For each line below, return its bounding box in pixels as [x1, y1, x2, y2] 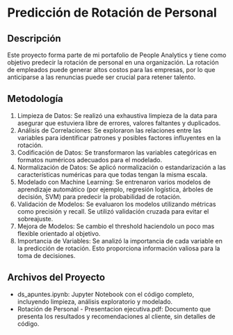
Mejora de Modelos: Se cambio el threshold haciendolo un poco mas [17, 222, 215, 230]
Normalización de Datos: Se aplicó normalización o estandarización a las [17, 163, 226, 171]
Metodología [7, 93, 64, 105]
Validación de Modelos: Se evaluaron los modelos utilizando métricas [17, 200, 216, 208]
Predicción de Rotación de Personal [7, 5, 217, 21]
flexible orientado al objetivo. [17, 229, 101, 237]
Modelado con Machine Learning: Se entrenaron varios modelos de [17, 178, 211, 186]
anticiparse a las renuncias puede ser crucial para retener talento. [7, 73, 196, 81]
